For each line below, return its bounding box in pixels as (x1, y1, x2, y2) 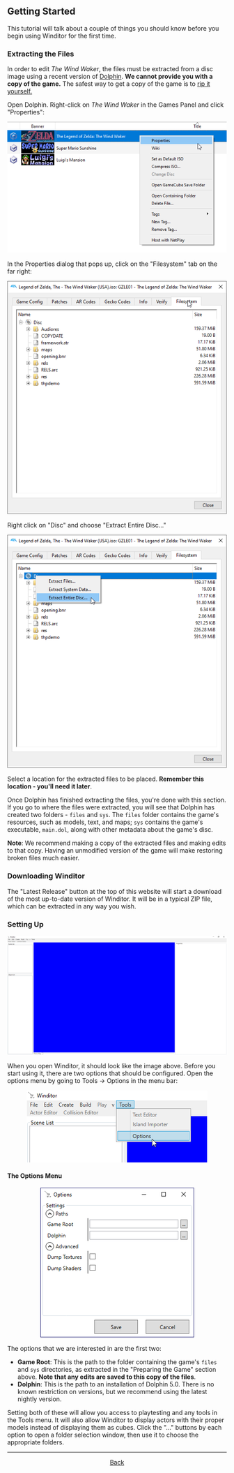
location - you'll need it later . (7, 782, 93, 791)
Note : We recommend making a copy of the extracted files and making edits (7, 839, 226, 847)
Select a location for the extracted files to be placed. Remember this (7, 775, 204, 784)
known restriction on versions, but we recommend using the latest (17, 1387, 208, 1396)
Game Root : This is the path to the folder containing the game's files (17, 1357, 217, 1366)
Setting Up (7, 919, 44, 929)
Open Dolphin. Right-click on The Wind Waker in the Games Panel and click (7, 100, 224, 109)
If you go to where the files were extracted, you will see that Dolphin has (7, 803, 214, 812)
